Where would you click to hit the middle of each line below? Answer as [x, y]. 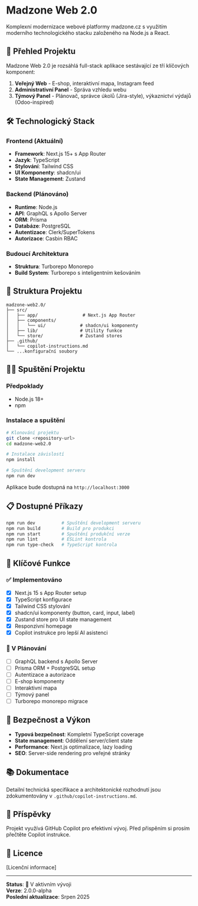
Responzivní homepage [43, 626]
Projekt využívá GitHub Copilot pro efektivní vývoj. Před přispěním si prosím [98, 828]
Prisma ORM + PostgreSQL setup [55, 668]
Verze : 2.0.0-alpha [29, 891]
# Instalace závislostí [35, 454]
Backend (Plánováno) [37, 194]
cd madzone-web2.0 [29, 444]
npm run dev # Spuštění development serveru [74, 523]
